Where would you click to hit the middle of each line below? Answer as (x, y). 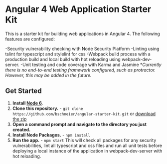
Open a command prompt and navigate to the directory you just (80, 124)
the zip (19, 119)
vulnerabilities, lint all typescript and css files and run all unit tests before (87, 145)
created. (21, 129)
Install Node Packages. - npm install (51, 135)
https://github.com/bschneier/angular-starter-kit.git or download (84, 113)
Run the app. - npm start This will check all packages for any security (84, 140)
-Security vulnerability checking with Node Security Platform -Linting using (82, 48)
